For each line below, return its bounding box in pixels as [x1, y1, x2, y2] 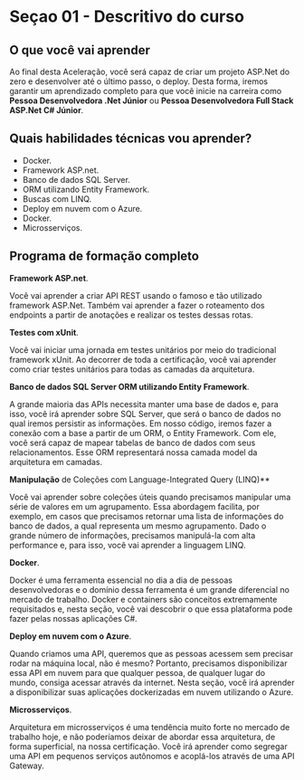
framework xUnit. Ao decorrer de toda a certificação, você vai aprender [9, 354, 277, 365]
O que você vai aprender [9, 43, 151, 58]
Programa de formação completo [9, 249, 199, 264]
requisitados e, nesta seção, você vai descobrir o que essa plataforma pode [9, 604, 293, 614]
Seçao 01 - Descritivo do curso [9, 6, 244, 27]
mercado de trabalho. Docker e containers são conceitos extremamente [9, 594, 278, 604]
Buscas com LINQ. [22, 193, 92, 205]
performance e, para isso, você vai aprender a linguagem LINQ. [9, 539, 246, 550]
